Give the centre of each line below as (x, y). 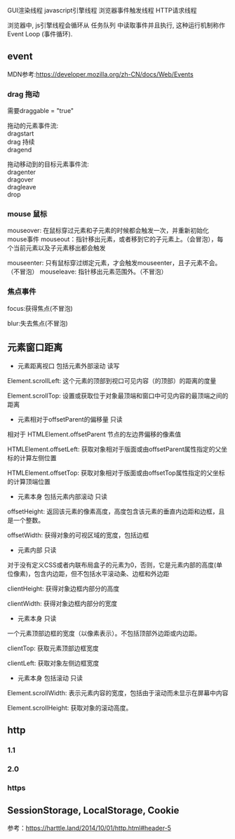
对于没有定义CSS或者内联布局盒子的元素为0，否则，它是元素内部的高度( (112, 565)
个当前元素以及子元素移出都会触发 (56, 248)
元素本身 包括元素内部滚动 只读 (62, 496)
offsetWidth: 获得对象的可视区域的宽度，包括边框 (78, 535)
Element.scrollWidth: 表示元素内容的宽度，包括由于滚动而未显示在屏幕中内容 (118, 692)
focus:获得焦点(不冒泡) (40, 308)
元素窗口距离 (35, 348)
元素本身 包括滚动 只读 (50, 678)
